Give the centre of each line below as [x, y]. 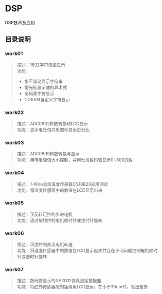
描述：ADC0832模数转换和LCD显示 [53, 123]
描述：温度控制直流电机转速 [45, 244]
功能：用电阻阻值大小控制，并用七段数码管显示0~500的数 [75, 160]
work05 [15, 203]
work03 [15, 143]
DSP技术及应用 [20, 22]
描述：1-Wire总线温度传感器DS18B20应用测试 [63, 184]
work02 [15, 112]
